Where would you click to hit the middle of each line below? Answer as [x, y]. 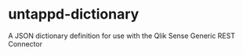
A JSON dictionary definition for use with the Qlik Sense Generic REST [121, 36]
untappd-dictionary [74, 14]
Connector [25, 43]
